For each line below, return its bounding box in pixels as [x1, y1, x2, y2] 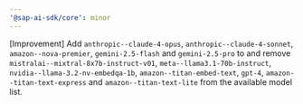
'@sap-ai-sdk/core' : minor [9, 13, 111, 23]
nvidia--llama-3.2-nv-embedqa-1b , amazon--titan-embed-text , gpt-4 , [9, 67, 264, 78]
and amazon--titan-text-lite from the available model [88, 76, 292, 87]
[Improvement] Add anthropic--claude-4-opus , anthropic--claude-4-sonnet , [9, 38, 294, 49]
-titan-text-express [9, 78, 88, 87]
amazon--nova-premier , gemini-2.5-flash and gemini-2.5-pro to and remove [9, 47, 291, 59]
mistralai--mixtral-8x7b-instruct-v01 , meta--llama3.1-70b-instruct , [9, 57, 272, 68]
